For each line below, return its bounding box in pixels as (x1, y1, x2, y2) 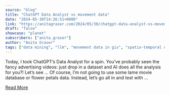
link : (5, 21, 17, 27)
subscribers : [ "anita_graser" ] (5, 36, 71, 41)
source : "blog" (5, 7, 37, 13)
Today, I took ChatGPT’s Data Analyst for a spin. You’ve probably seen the (5, 58, 160, 64)
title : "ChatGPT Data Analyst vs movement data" (5, 12, 110, 17)
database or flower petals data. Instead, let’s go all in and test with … (5, 74, 148, 80)
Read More (5, 84, 28, 90)
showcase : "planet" (5, 31, 47, 36)
